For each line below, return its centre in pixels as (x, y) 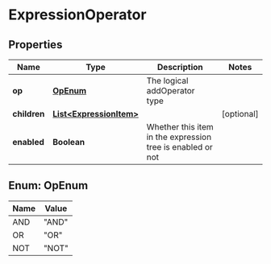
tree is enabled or (180, 147)
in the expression (179, 137)
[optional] (240, 114)
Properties (35, 45)
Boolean (69, 142)
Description (180, 67)
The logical (167, 80)
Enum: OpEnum (48, 186)
